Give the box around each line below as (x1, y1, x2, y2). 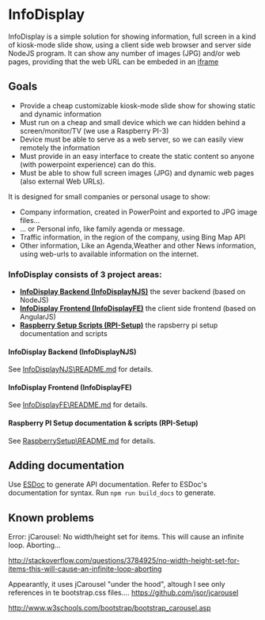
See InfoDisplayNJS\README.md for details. (8, 365, 153, 374)
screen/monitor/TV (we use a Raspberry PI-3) (19, 126, 169, 135)
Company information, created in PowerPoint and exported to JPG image (19, 207, 258, 217)
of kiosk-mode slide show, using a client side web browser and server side (8, 40, 252, 49)
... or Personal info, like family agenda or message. (19, 224, 185, 233)
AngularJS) (19, 312, 57, 322)
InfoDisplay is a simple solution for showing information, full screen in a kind (8, 32, 256, 41)
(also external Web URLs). (19, 176, 105, 186)
